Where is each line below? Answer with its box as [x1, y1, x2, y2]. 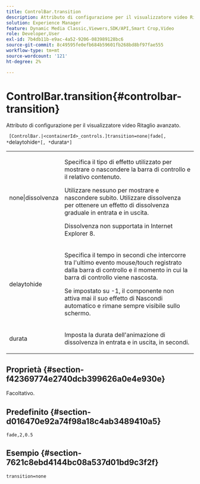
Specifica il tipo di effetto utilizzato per [64, 158, 172, 166]
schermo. [64, 309, 91, 318]
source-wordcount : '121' [6, 53, 68, 59]
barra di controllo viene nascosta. [64, 274, 158, 282]
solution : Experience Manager [6, 20, 82, 26]
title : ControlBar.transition [6, 8, 82, 15]
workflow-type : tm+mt [6, 48, 60, 54]
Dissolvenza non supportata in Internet [64, 222, 173, 230]
